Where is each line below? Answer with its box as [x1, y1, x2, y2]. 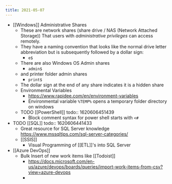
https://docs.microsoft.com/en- [28, 158, 95, 164]
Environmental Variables [20, 87, 72, 93]
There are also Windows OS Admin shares [20, 60, 110, 66]
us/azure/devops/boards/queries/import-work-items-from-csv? [28, 163, 163, 170]
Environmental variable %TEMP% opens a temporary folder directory [28, 98, 167, 104]
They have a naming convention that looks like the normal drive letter [20, 43, 167, 49]
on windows [28, 103, 54, 109]
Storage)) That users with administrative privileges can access [20, 32, 153, 39]
